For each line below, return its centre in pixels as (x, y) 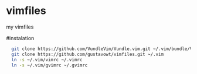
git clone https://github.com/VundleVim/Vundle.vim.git (81, 49)
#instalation (20, 38)
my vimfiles (20, 27)
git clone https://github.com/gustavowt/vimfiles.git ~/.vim (88, 54)
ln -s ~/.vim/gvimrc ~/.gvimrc (50, 65)
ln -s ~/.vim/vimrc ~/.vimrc (47, 59)
